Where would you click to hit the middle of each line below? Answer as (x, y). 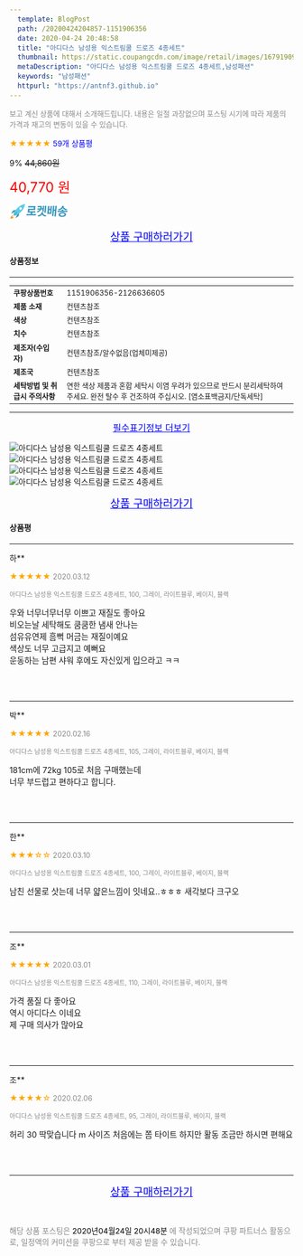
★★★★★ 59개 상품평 (51, 143)
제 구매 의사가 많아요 (46, 1025)
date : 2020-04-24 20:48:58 (68, 38)
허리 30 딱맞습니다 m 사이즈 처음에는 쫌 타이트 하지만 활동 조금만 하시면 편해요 (151, 1134)
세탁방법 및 (31, 386)
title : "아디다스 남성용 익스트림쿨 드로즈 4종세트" (101, 48)
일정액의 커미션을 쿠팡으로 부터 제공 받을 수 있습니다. (111, 1242)
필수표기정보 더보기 (151, 428)
